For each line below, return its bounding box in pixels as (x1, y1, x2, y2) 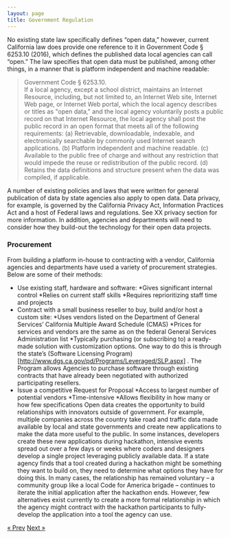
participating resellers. (16, 378, 81, 387)
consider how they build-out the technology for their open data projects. (7, 223, 211, 231)
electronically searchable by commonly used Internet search (23, 136, 196, 144)
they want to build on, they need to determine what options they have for (16, 466, 223, 475)
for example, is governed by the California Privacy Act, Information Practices (7, 201, 224, 209)
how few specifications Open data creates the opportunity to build (16, 400, 205, 409)
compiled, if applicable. (23, 173, 91, 181)
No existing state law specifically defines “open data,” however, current (7, 35, 209, 43)
